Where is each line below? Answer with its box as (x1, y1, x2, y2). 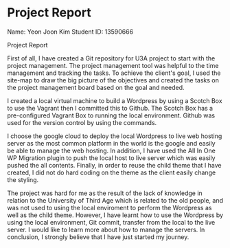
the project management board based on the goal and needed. (7, 83, 185, 91)
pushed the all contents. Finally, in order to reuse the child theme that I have (7, 161, 222, 169)
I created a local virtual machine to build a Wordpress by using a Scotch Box (7, 96, 222, 104)
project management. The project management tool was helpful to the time (7, 61, 219, 69)
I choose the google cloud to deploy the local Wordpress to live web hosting (7, 132, 222, 140)
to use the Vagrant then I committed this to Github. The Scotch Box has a (7, 104, 214, 112)
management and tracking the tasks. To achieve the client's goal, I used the (7, 69, 221, 77)
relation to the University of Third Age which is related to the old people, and (7, 196, 224, 204)
